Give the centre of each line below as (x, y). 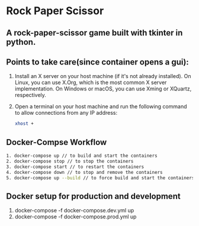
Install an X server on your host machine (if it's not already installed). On (103, 76)
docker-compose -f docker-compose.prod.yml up (76, 217)
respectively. (30, 95)
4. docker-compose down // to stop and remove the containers (84, 172)
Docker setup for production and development (93, 196)
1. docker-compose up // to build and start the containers (82, 156)
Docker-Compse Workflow (57, 142)
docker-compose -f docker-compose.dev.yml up (74, 211)
